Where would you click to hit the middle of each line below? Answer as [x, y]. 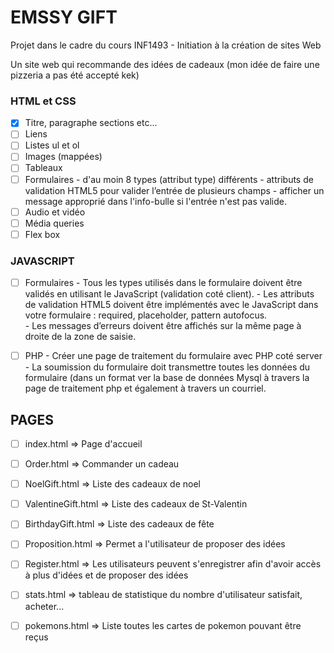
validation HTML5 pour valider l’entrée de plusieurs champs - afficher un [174, 190]
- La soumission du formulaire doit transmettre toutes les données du [167, 367]
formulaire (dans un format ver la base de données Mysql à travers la [167, 378]
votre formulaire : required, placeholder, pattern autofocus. [146, 315]
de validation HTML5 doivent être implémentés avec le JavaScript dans [171, 305]
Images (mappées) [63, 157]
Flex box [42, 234]
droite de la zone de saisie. [80, 337]
